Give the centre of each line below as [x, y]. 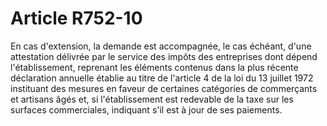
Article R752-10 [76, 18]
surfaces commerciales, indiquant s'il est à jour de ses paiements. [146, 109]
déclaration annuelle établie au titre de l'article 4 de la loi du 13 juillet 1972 [162, 78]
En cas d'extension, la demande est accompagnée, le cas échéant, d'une [161, 46]
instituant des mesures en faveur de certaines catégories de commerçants [164, 88]
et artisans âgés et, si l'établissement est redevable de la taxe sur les [152, 99]
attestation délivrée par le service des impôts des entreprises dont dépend [164, 56]
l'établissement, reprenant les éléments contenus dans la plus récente [154, 67]
